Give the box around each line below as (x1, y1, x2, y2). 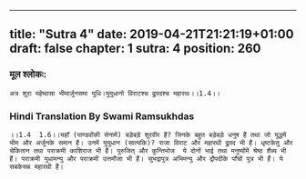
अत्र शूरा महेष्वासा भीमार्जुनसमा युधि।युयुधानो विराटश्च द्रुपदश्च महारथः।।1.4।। (9, 88, 221, 98)
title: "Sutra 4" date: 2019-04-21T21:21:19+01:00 (9, 26, 294, 42)
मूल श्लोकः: (9, 68, 47, 81)
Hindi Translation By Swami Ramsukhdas (9, 110, 195, 123)
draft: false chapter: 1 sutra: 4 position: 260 (9, 41, 261, 56)
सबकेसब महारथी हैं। (9, 162, 64, 171)
